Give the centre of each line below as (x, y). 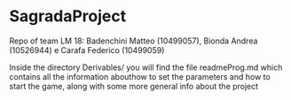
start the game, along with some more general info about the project (134, 86)
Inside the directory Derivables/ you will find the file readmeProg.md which (146, 67)
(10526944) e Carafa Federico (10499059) (87, 50)
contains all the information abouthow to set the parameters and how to (140, 76)
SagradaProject (68, 16)
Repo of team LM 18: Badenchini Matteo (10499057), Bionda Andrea (134, 41)
